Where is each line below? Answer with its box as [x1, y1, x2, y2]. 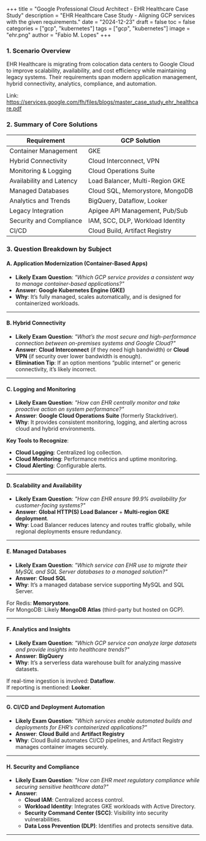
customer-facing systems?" [15, 502, 86, 509]
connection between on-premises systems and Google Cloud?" [15, 339, 176, 347]
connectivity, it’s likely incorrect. [15, 365, 97, 373]
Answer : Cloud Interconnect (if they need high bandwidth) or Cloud [15, 346, 189, 353]
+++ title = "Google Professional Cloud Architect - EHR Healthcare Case [6, 6, 189, 12]
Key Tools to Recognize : [6, 437, 69, 444]
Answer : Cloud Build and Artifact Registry [15, 730, 124, 737]
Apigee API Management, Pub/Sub [88, 206, 188, 215]
